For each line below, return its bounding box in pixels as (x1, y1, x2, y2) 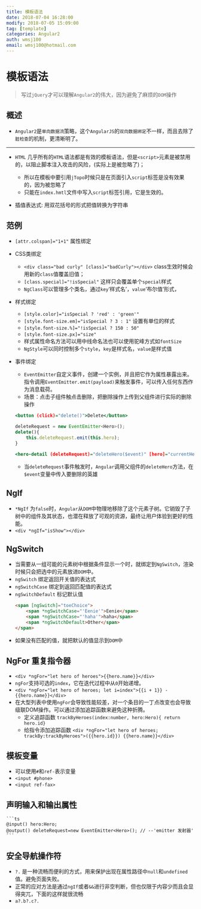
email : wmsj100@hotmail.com (6, 43, 77, 49)
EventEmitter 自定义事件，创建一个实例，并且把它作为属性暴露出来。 (23, 370, 193, 378)
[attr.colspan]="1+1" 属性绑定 (14, 238, 92, 245)
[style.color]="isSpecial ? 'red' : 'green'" (23, 312, 139, 318)
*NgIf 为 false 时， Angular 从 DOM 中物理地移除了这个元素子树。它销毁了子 (14, 505, 191, 512)
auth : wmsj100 (6, 37, 42, 43)
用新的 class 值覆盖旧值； (23, 271, 85, 278)
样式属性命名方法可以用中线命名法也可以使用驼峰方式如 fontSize (23, 337, 182, 345)
